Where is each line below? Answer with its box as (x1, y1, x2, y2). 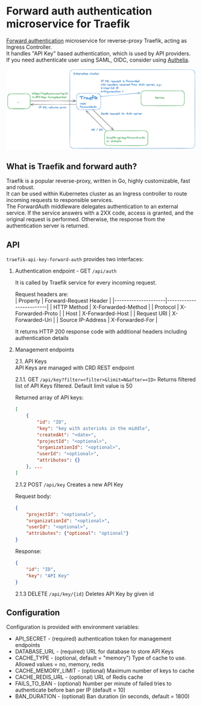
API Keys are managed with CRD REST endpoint (14, 364, 134, 371)
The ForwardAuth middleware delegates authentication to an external (6, 203, 178, 210)
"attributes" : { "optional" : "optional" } (26, 531, 129, 537)
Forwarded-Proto (14, 310, 58, 317)
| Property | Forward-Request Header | (14, 297, 112, 304)
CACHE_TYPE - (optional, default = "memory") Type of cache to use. (14, 654, 186, 661)
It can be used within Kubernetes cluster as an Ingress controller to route (6, 190, 188, 197)
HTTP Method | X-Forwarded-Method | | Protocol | (53, 303, 179, 311)
